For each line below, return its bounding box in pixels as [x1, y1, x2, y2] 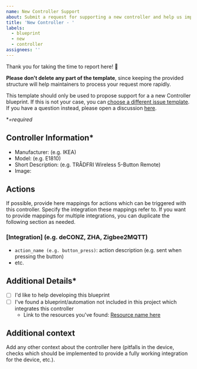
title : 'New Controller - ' [6, 19, 75, 25]
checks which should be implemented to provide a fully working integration [6, 350, 188, 357]
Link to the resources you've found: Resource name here [23, 311, 161, 318]
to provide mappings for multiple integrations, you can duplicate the [6, 212, 170, 219]
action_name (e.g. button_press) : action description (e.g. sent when [14, 246, 182, 253]
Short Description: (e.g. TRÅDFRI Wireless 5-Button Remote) [14, 161, 161, 168]
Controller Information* [6, 133, 94, 143]
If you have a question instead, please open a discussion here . [6, 104, 157, 112]
